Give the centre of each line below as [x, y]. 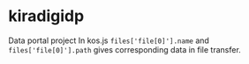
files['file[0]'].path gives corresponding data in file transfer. [125, 49]
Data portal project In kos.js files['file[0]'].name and [109, 40]
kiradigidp [46, 16]
